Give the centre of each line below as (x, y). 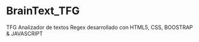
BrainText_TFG (43, 11)
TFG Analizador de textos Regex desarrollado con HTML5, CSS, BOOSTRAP (99, 27)
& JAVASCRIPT (25, 33)
